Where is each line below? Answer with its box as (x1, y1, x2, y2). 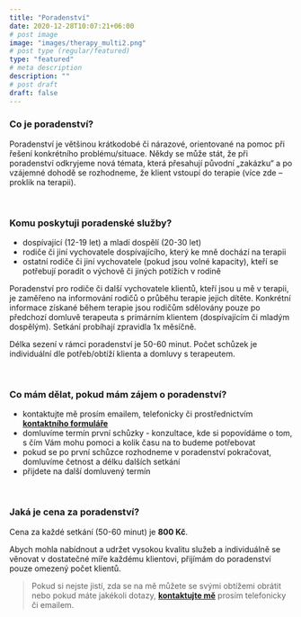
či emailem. (31, 599, 75, 610)
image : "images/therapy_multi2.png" (9, 38, 146, 48)
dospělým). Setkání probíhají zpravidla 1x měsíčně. (9, 321, 197, 333)
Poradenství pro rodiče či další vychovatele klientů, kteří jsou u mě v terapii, (9, 283, 289, 294)
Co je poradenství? (9, 118, 94, 130)
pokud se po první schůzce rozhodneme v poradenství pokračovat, (22, 447, 272, 458)
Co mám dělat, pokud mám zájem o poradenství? (9, 389, 227, 401)
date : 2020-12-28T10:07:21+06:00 (9, 22, 135, 31)
